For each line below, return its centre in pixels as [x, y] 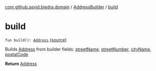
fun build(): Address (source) [36, 40]
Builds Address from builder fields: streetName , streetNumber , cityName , [78, 49]
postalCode [17, 54]
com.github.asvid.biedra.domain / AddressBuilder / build [61, 7]
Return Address [21, 64]
